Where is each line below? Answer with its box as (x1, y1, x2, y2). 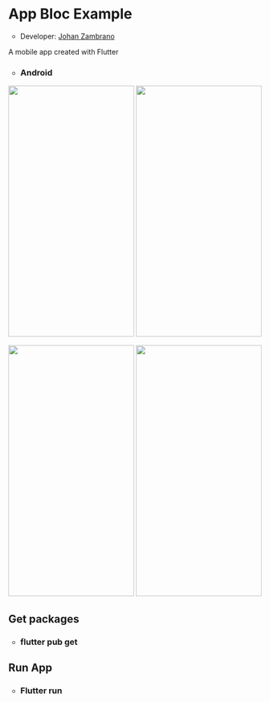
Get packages (8, 612, 80, 626)
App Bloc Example (8, 5, 133, 23)
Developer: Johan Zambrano (19, 31, 115, 41)
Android (19, 67, 53, 78)
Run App (8, 660, 53, 675)
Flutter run (19, 684, 63, 696)
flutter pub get (19, 636, 78, 647)
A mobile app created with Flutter (8, 47, 119, 56)
